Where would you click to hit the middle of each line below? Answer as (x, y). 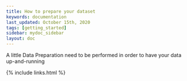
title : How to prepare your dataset (51, 11)
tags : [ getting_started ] (36, 28)
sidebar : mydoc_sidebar (35, 33)
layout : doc (21, 38)
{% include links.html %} (36, 73)
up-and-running (25, 61)
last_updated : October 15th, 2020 (48, 22)
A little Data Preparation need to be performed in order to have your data (94, 55)
